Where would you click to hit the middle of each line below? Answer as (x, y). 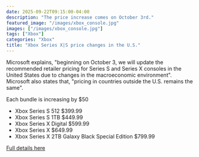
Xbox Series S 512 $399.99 (49, 111)
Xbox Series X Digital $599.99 (52, 123)
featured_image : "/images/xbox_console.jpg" (63, 23)
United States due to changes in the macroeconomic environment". (89, 75)
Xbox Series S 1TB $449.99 (49, 117)
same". (15, 87)
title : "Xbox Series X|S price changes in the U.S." (73, 46)
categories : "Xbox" (31, 40)
